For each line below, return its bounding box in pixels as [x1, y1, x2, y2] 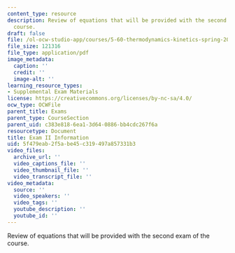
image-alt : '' [13, 75, 55, 83]
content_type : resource [7, 10, 77, 18]
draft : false [7, 29, 45, 37]
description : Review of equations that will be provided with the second [7, 17, 227, 24]
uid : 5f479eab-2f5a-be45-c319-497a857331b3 [7, 141, 136, 148]
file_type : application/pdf [7, 50, 90, 57]
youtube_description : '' [13, 206, 86, 213]
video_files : [7, 147, 45, 154]
